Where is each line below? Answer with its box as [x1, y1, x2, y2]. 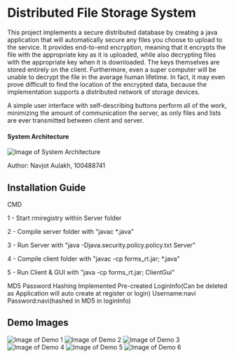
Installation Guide [7, 181, 86, 193]
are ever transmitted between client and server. [7, 116, 144, 124]
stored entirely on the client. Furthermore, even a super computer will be [7, 65, 216, 74]
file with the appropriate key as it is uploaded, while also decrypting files [7, 50, 216, 59]
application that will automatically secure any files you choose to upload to [7, 35, 223, 43]
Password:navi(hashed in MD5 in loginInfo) [7, 296, 131, 305]
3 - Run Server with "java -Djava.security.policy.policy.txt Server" [7, 240, 196, 249]
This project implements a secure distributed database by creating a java [7, 28, 218, 36]
